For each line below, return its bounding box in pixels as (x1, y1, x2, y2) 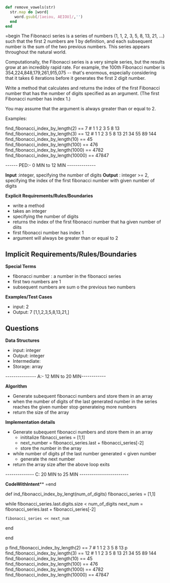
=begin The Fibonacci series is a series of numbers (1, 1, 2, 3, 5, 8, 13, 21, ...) (5, 33, 165, 39)
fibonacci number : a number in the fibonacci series (12, 273, 121, 279)
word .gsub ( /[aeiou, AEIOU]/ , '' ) (14, 14, 83, 19)
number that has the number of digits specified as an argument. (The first (5, 91, 159, 97)
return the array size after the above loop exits (12, 461, 110, 468)
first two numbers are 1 (12, 279, 61, 285)
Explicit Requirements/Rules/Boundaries (5, 193, 93, 199)
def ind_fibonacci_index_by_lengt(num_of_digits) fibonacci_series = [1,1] (5, 491, 156, 497)
